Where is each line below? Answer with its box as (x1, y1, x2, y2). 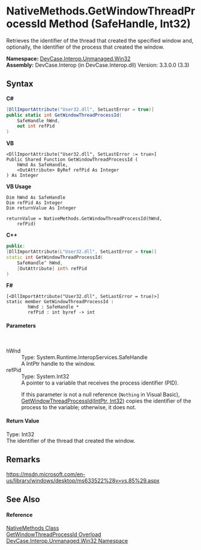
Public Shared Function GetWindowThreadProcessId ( (6, 156, 138, 163)
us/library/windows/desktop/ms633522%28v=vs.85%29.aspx (6, 477, 160, 484)
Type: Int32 (6, 430, 35, 437)
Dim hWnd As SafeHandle (6, 194, 66, 201)
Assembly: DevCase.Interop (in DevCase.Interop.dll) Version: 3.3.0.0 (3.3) (6, 61, 190, 69)
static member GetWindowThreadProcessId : (6, 299, 114, 305)
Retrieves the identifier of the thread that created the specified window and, (6, 37, 194, 44)
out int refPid (17, 123, 55, 129)
